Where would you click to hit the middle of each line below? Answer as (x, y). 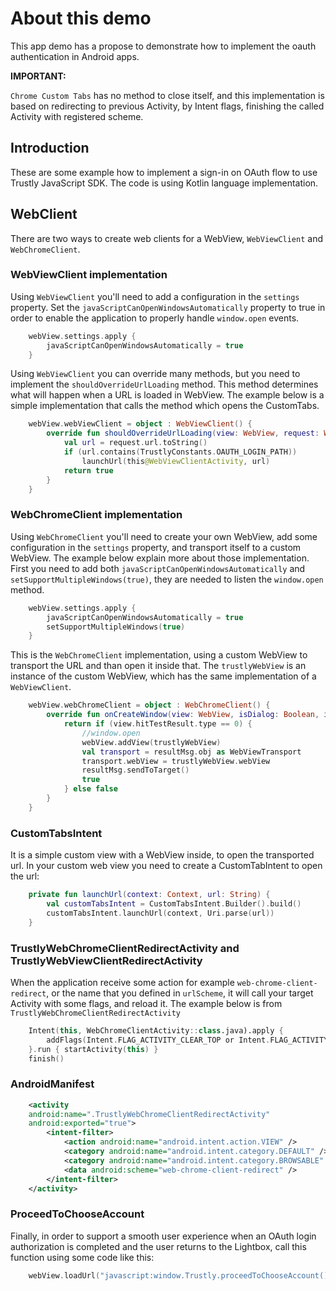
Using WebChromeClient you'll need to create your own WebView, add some (164, 536)
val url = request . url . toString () (135, 443)
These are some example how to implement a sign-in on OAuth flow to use (164, 172)
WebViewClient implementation (89, 275)
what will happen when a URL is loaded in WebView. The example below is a (167, 395)
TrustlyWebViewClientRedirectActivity (106, 960)
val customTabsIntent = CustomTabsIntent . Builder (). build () (174, 903)
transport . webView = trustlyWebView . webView (176, 761)
